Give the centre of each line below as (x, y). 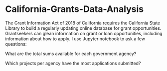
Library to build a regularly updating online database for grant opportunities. (83, 28)
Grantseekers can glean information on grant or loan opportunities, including (84, 33)
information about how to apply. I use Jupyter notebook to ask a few (75, 39)
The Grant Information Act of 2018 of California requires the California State (83, 23)
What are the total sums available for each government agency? (71, 54)
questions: (16, 44)
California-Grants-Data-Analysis (74, 9)
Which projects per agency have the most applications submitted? (73, 63)
